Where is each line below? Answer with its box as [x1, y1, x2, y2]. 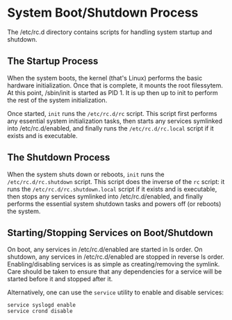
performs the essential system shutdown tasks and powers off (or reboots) [7, 199, 222, 208]
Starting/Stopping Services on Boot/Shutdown [7, 227, 213, 239]
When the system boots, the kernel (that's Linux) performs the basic [7, 74, 203, 82]
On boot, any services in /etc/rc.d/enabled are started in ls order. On [7, 245, 203, 254]
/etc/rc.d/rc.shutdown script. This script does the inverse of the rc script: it [7, 177, 225, 185]
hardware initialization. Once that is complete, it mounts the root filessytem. [7, 81, 224, 90]
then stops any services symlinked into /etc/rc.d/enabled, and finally [7, 192, 204, 201]
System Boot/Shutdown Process [7, 5, 199, 21]
